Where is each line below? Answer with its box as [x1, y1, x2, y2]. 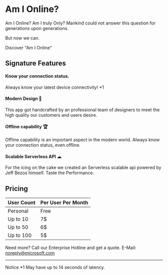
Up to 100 [7, 232, 32, 239]
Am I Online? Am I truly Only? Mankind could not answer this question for [5, 20, 156, 26]
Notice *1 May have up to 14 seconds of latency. [5, 264, 105, 270]
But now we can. [5, 35, 40, 41]
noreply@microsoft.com [5, 250, 55, 256]
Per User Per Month [40, 199, 88, 206]
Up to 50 [7, 224, 28, 231]
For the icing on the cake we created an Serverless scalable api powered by [5, 165, 161, 171]
